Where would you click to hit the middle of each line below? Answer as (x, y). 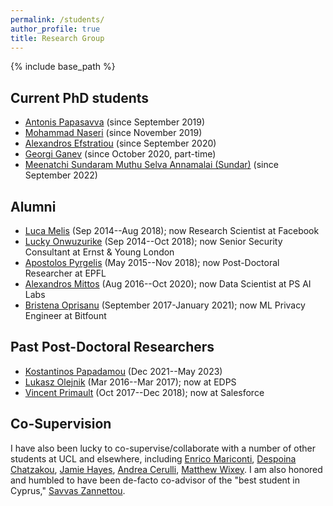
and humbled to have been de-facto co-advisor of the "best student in (155, 480)
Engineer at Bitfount (65, 315)
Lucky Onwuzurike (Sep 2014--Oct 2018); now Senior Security (153, 241)
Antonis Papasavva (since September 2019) (115, 122)
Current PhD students (80, 97)
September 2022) (61, 175)
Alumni (33, 206)
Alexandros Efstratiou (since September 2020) (120, 143)
